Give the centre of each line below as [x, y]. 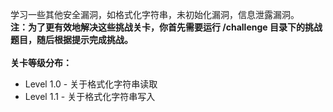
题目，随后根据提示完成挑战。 [71, 39]
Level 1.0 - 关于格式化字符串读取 [91, 84]
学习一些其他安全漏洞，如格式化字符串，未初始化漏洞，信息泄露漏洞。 [155, 14]
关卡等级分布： [41, 62]
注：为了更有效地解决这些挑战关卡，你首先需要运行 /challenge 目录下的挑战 [166, 27]
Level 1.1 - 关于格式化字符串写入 [90, 96]
